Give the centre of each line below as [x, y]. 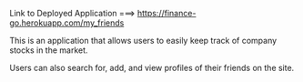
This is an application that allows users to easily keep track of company [143, 41]
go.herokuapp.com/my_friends [67, 23]
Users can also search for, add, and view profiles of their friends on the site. [152, 68]
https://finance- [167, 13]
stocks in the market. [49, 50]
